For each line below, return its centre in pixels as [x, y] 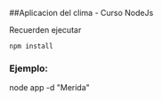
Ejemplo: [29, 68]
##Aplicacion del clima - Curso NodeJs [81, 13]
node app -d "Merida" [50, 88]
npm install [31, 46]
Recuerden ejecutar [45, 30]
